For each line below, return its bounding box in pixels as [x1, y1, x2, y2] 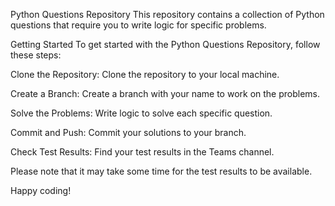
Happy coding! [10, 185, 72, 196]
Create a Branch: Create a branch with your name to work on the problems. [10, 88, 321, 99]
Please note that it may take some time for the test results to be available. [10, 165, 313, 177]
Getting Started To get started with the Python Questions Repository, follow [10, 39, 321, 50]
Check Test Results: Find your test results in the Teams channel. [10, 146, 275, 158]
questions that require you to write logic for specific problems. [10, 19, 267, 31]
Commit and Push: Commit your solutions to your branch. [10, 127, 247, 138]
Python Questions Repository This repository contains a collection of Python [10, 9, 325, 20]
